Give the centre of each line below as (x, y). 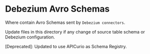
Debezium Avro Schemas (57, 9)
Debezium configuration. (30, 37)
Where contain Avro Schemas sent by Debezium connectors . (65, 22)
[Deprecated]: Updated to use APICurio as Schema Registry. (66, 46)
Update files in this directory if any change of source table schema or (75, 32)
